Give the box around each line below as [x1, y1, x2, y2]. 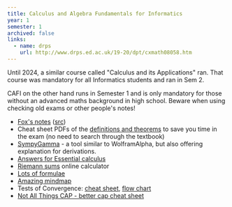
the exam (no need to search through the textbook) [17, 132, 165, 140]
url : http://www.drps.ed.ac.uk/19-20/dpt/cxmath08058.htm [20, 49, 192, 56]
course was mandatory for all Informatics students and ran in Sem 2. [7, 75, 205, 84]
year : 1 [7, 17, 30, 24]
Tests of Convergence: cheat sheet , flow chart [17, 184, 152, 192]
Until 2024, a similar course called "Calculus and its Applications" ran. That [7, 68, 224, 77]
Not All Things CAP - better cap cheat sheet [17, 191, 145, 199]
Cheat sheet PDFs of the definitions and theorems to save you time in [17, 125, 218, 133]
